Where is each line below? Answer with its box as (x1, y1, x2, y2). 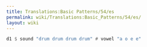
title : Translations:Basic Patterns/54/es (6, 8, 114, 15)
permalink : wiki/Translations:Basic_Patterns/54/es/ (6, 14, 142, 20)
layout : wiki (6, 20, 39, 26)
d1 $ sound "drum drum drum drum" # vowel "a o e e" (6, 36, 142, 42)
